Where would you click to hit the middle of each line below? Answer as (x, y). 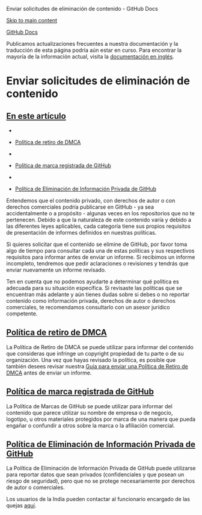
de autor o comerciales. (35, 487)
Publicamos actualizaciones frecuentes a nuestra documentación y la (92, 44)
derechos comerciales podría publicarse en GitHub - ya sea (80, 207)
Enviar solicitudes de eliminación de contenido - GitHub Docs (82, 9)
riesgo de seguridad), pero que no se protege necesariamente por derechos (101, 481)
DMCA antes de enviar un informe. (49, 373)
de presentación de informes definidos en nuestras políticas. (81, 232)
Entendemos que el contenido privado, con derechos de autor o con (91, 201)
